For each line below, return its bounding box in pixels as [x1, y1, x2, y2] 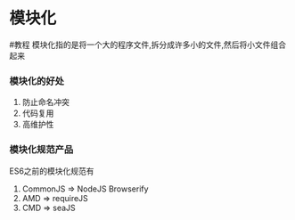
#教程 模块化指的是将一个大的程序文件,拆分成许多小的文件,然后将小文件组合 [9, 39, 287, 50]
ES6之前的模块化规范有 [9, 166, 95, 176]
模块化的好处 [9, 75, 65, 87]
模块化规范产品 [9, 143, 74, 156]
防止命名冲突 [21, 97, 70, 108]
